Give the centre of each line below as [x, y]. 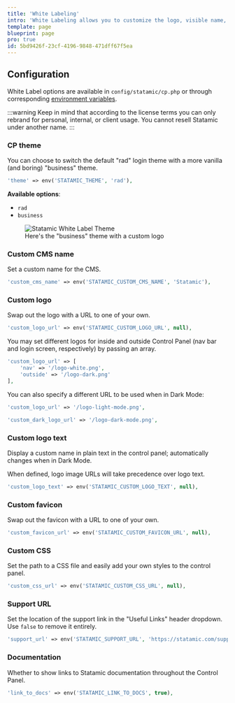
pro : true [22, 40]
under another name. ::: [41, 127]
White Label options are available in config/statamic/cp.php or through [109, 91]
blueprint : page [31, 33]
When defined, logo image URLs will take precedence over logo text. [106, 474]
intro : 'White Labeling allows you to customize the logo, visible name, [117, 20]
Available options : [34, 194]
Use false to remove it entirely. [52, 627]
